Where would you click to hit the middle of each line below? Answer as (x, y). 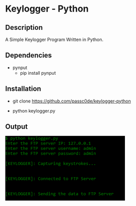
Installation (23, 89)
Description (24, 28)
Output (16, 127)
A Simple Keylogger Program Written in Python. (54, 39)
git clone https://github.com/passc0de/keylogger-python (72, 101)
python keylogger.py (34, 111)
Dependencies (28, 55)
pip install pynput (38, 73)
